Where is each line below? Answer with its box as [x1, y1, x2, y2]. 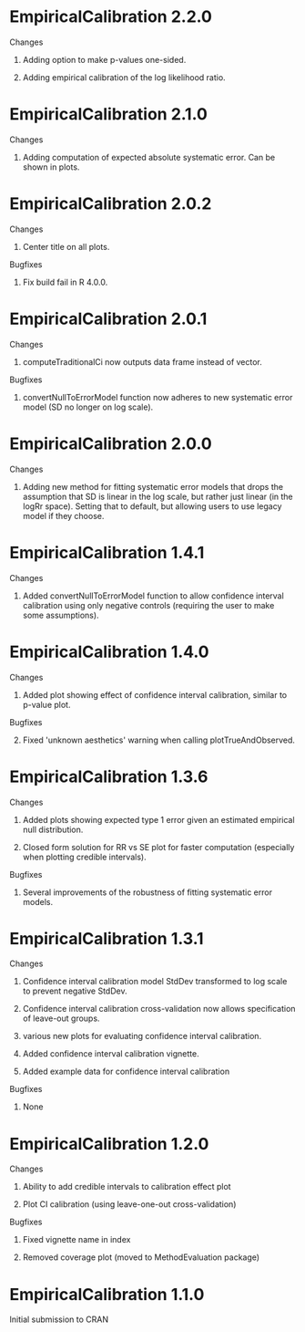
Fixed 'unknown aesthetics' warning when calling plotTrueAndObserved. [22, 734, 296, 745]
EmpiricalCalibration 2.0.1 [9, 308, 208, 329]
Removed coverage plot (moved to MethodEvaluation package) [22, 1252, 260, 1263]
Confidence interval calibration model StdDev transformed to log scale [22, 976, 288, 987]
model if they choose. [22, 510, 105, 521]
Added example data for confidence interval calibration [22, 1066, 230, 1077]
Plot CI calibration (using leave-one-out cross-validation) [22, 1199, 237, 1210]
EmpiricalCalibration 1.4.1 [9, 542, 205, 563]
